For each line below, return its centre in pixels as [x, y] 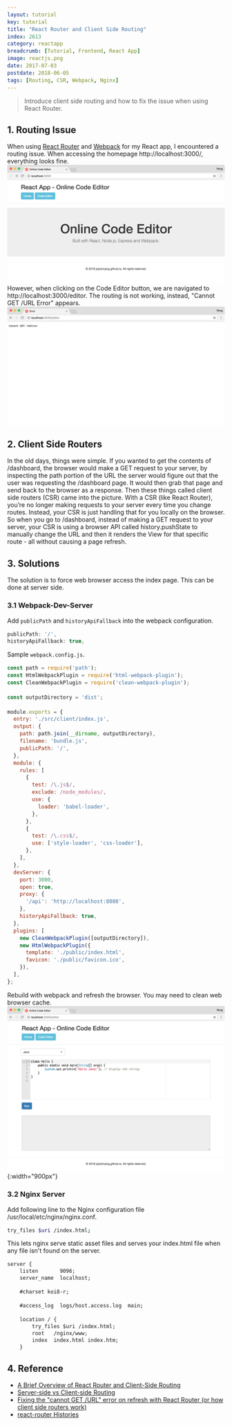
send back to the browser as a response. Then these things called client [110, 490]
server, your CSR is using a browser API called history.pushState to [103, 527]
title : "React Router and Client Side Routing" [77, 29]
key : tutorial [28, 22]
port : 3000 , [37, 880]
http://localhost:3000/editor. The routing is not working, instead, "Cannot [111, 295]
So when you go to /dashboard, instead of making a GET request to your [110, 520]
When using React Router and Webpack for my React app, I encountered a [113, 147]
